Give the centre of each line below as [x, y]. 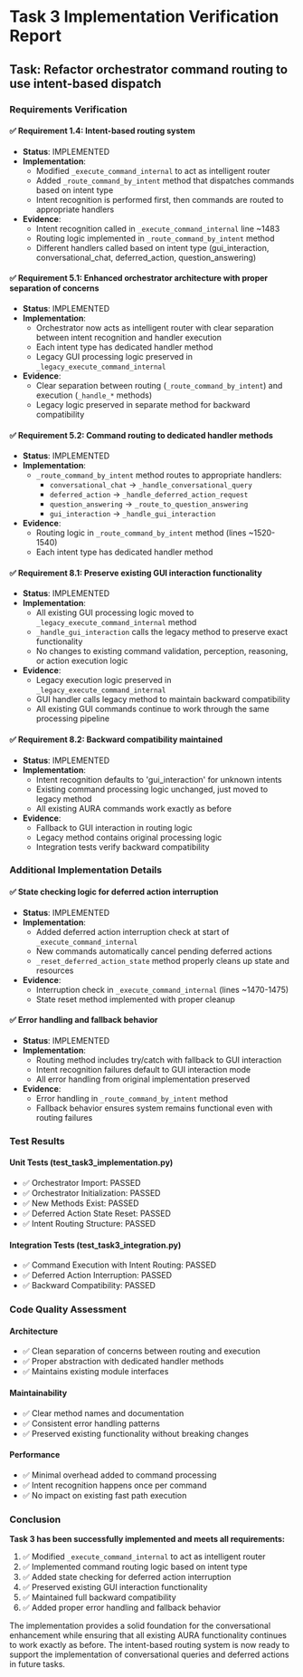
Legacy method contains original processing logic [129, 837]
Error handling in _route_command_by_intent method [132, 1098]
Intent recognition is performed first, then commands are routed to [160, 199]
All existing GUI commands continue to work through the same [152, 709]
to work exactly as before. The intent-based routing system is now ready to [150, 1645]
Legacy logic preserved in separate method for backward [143, 404]
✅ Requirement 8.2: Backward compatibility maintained [116, 739]
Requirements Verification [69, 109]
